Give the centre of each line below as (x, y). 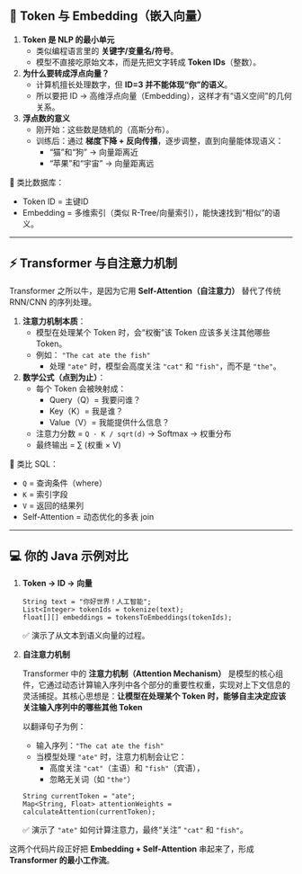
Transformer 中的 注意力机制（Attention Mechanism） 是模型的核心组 (153, 673)
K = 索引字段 (45, 494)
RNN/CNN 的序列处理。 (53, 302)
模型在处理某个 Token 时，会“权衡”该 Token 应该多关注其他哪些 (153, 332)
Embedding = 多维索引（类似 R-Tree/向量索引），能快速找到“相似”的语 (151, 212)
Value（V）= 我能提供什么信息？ (109, 422)
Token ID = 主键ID (55, 201)
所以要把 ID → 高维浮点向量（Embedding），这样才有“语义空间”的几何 (164, 95)
